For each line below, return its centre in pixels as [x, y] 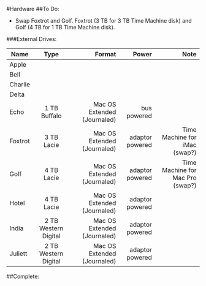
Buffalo [51, 116]
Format [105, 54]
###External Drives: [32, 39]
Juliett [18, 254]
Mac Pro [185, 178]
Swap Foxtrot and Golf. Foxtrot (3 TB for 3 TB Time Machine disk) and [103, 21]
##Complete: [23, 276]
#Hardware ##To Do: [33, 9]
